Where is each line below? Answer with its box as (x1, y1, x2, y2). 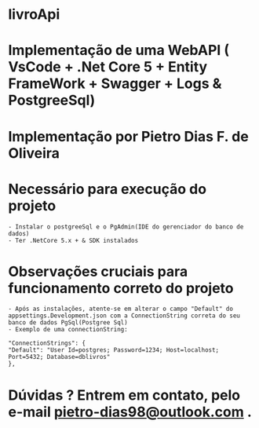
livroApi (8, 5, 60, 24)
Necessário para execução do (8, 180, 206, 198)
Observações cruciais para (8, 262, 188, 280)
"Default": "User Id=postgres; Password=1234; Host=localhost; (8, 346, 220, 354)
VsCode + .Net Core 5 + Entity (8, 58, 208, 76)
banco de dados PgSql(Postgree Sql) (8, 319, 128, 327)
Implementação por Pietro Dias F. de (8, 127, 249, 145)
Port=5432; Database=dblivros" (8, 353, 111, 361)
